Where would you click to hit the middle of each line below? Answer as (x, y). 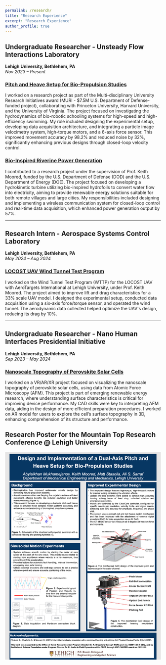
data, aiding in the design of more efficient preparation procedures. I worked (83, 409)
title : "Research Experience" (36, 16)
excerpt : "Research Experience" (38, 21)
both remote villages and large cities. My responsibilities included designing (82, 197)
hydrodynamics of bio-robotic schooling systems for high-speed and (75, 116)
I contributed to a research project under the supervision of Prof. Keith (77, 171)
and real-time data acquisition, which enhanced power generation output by (83, 208)
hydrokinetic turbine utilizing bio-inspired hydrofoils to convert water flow (80, 187)
